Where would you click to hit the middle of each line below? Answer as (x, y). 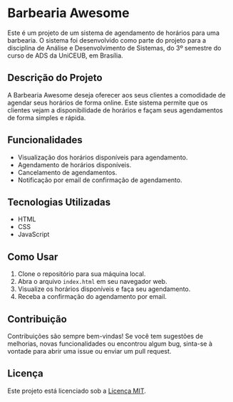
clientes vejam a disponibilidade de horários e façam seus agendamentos (115, 110)
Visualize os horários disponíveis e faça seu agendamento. (104, 289)
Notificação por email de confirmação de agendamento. (100, 180)
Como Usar (33, 256)
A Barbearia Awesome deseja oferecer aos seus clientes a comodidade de (116, 95)
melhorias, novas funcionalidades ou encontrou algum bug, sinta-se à (110, 344)
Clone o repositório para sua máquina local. (82, 274)
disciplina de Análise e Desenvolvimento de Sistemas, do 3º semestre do (114, 48)
